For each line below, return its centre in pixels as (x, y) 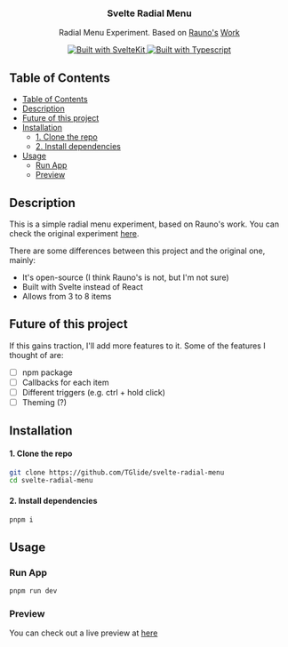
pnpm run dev (33, 591)
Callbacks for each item (65, 382)
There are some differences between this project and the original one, (137, 251)
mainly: (23, 260)
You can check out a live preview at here (84, 633)
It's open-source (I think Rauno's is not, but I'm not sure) (125, 277)
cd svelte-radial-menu (51, 481)
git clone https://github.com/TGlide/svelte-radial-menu (117, 472)
